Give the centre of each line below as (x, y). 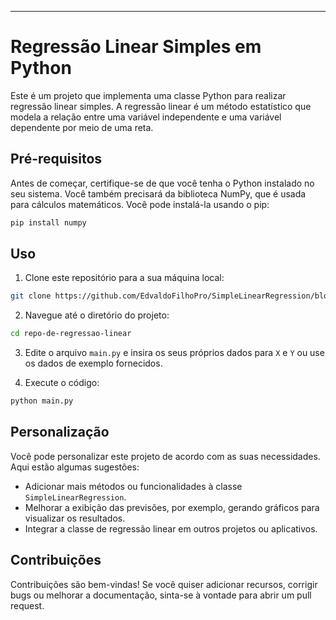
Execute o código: (62, 383)
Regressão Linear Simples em (136, 47)
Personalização (60, 432)
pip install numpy (48, 222)
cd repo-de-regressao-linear (71, 334)
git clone (31, 296)
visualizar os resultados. (75, 518)
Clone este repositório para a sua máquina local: (124, 278)
